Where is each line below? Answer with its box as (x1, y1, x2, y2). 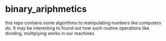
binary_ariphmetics (5, 3, 87, 15)
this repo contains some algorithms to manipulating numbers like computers (5, 20, 162, 26)
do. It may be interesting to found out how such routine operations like (5, 25, 150, 31)
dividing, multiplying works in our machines (5, 30, 95, 36)
